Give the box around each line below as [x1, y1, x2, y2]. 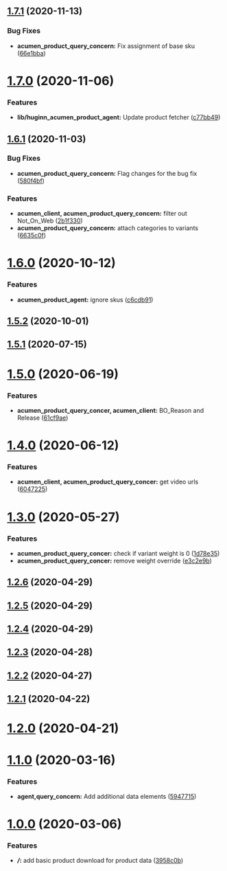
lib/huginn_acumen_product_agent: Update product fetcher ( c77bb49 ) [16, 113, 221, 122]
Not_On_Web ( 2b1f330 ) [16, 216, 84, 225]
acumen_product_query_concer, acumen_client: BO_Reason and [16, 406, 204, 414]
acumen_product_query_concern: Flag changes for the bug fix [16, 169, 198, 177]
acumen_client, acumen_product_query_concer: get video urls [16, 477, 199, 486]
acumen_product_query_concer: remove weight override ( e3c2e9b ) [16, 556, 213, 565]
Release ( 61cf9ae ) [16, 414, 69, 422]
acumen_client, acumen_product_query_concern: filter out [16, 210, 187, 218]
